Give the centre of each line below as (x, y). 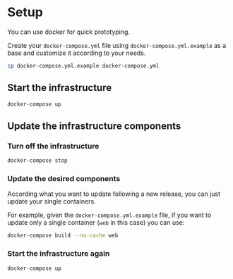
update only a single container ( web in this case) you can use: (96, 223)
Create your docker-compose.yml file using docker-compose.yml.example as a (117, 45)
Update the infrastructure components (94, 126)
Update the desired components (64, 178)
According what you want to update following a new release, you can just (114, 194)
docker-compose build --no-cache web (63, 236)
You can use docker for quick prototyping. (69, 32)
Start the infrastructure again (59, 254)
